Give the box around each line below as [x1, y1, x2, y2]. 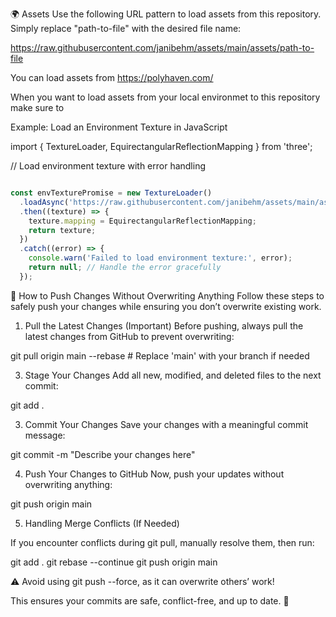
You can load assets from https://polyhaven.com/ [10, 72, 214, 83]
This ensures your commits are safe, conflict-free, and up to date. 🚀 [10, 594, 290, 607]
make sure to [10, 102, 65, 113]
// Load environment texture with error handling [10, 160, 207, 172]
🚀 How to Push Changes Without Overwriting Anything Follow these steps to [10, 289, 325, 302]
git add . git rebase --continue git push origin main [10, 556, 218, 568]
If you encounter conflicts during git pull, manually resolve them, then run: [10, 536, 315, 548]
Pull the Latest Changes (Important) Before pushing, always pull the [24, 319, 304, 332]
